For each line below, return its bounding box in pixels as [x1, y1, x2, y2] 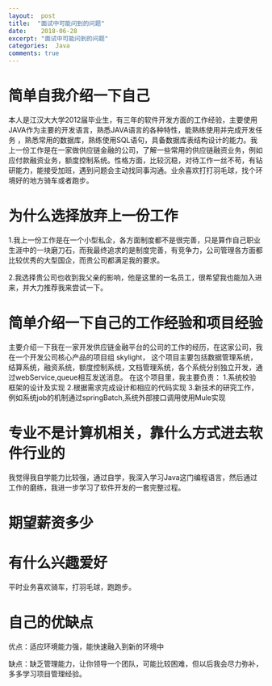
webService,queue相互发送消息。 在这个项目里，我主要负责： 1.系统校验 [15, 372, 257, 382]
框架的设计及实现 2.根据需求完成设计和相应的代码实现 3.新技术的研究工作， [8, 382, 258, 392]
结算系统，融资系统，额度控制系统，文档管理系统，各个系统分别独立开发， [8, 362, 256, 372]
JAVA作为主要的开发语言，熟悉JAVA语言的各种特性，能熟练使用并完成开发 [8, 124, 256, 134]
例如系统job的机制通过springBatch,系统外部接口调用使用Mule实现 [8, 393, 226, 402]
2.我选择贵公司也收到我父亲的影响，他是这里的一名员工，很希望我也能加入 [8, 272, 256, 282]
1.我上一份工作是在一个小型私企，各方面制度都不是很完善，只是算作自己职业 [8, 235, 261, 245]
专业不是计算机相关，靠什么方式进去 [8, 424, 249, 442]
